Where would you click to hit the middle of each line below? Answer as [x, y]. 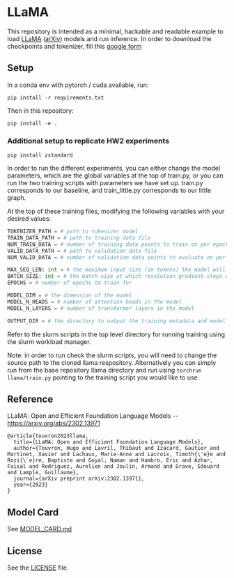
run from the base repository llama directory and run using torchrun [104, 370]
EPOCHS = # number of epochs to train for [70, 283]
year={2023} [31, 485]
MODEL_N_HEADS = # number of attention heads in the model [95, 302]
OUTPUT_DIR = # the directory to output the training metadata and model [117, 321]
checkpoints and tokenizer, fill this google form [75, 46]
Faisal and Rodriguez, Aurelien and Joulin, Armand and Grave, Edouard [113, 467]
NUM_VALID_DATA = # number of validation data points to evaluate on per [117, 257]
